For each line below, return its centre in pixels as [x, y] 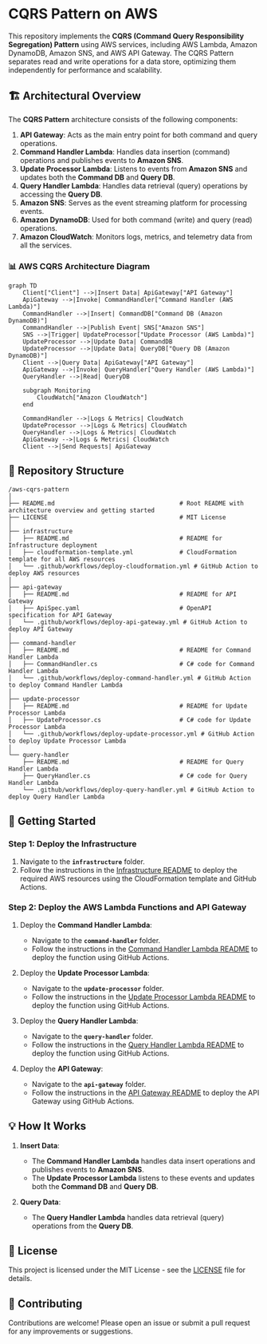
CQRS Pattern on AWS [83, 14]
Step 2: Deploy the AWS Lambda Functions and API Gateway [128, 907]
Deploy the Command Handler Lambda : [86, 925]
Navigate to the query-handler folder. [92, 1036]
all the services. [46, 245]
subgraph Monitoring [57, 391]
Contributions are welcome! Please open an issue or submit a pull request [130, 1323]
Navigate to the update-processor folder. [98, 988]
